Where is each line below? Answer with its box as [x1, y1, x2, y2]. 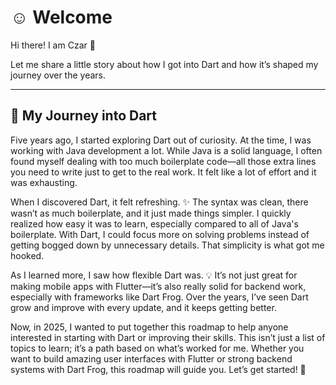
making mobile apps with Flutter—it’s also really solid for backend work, [10, 280, 307, 292]
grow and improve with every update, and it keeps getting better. [10, 301, 277, 313]
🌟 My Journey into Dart [10, 107, 158, 125]
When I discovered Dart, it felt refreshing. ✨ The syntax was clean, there [10, 196, 309, 208]
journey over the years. [10, 69, 107, 81]
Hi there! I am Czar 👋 [10, 39, 96, 51]
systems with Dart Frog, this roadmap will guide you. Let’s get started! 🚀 [10, 363, 307, 375]
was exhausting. [10, 176, 78, 188]
